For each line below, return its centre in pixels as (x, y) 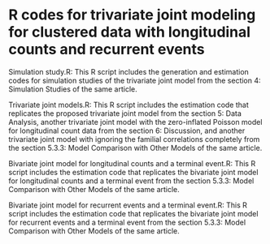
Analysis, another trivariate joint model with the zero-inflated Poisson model (135, 122)
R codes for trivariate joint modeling (132, 15)
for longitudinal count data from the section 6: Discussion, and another (127, 131)
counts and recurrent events (107, 49)
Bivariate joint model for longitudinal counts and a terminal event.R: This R (132, 163)
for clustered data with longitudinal (129, 32)
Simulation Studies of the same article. (73, 89)
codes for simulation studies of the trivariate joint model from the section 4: (135, 80)
